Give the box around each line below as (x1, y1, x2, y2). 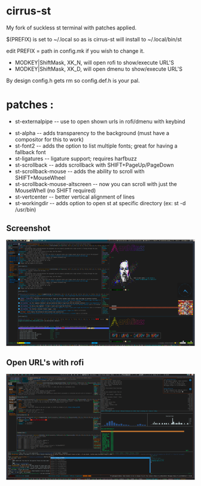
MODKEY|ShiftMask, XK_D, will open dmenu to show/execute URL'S (14, 65, 182, 73)
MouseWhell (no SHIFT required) (14, 187, 96, 194)
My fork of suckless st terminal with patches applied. (6, 24, 137, 31)
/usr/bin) (14, 206, 36, 213)
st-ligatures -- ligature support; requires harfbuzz (14, 155, 138, 162)
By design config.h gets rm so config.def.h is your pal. (6, 77, 140, 84)
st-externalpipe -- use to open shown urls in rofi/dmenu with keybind (14, 118, 185, 125)
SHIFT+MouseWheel (14, 174, 66, 181)
